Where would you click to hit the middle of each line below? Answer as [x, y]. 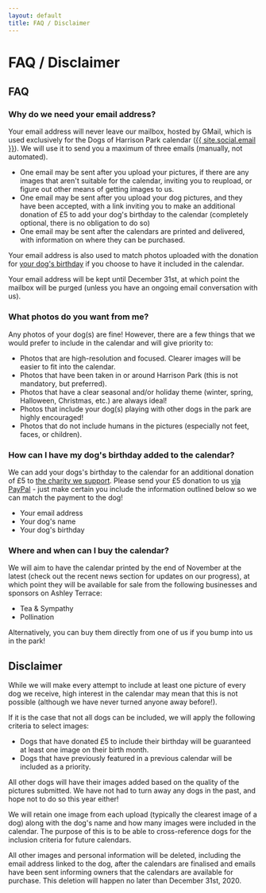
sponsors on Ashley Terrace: [55, 593]
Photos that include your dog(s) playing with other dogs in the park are [135, 409]
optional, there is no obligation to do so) [85, 223]
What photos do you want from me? [79, 317]
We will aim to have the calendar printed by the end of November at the [125, 568]
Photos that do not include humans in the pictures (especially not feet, [135, 426]
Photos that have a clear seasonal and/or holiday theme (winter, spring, [136, 392]
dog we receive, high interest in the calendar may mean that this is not [123, 694]
